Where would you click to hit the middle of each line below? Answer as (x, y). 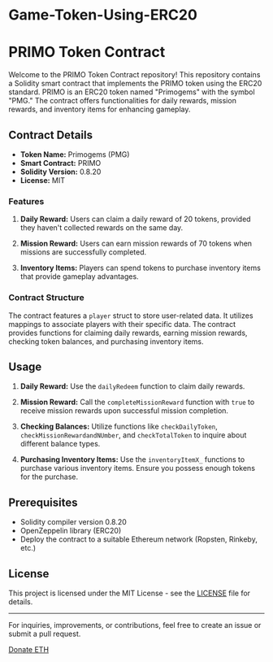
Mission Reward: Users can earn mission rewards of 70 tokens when (136, 244)
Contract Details (51, 135)
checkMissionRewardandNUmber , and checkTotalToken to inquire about (133, 435)
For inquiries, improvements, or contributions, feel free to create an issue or (135, 625)
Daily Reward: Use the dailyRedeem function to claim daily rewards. (132, 386)
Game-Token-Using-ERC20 (103, 15)
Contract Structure (47, 298)
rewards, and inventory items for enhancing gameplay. (100, 109)
